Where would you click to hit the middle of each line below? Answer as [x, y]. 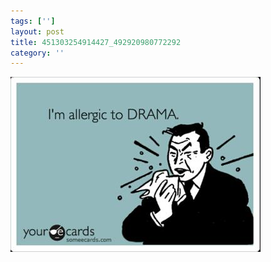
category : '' [37, 53]
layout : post [37, 31]
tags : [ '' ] [33, 21]
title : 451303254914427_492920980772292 [96, 42]
